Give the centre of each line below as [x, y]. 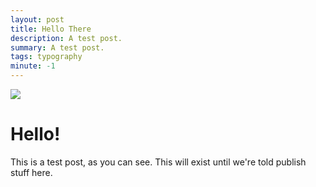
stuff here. [31, 172]
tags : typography [46, 57]
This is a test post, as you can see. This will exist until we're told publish [158, 162]
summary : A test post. [57, 47]
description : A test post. [66, 38]
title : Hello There [51, 29]
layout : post [37, 19]
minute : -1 [33, 66]
